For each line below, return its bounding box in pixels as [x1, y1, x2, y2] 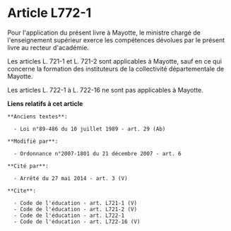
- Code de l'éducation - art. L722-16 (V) [13, 218, 141, 225]
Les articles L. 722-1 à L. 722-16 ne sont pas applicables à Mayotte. [7, 85, 203, 94]
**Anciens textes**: [7, 113, 69, 120]
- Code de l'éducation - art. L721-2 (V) [13, 206, 138, 213]
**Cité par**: [7, 162, 49, 170]
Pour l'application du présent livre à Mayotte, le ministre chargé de [7, 28, 201, 37]
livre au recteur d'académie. [7, 43, 90, 52]
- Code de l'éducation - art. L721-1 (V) [13, 199, 138, 206]
